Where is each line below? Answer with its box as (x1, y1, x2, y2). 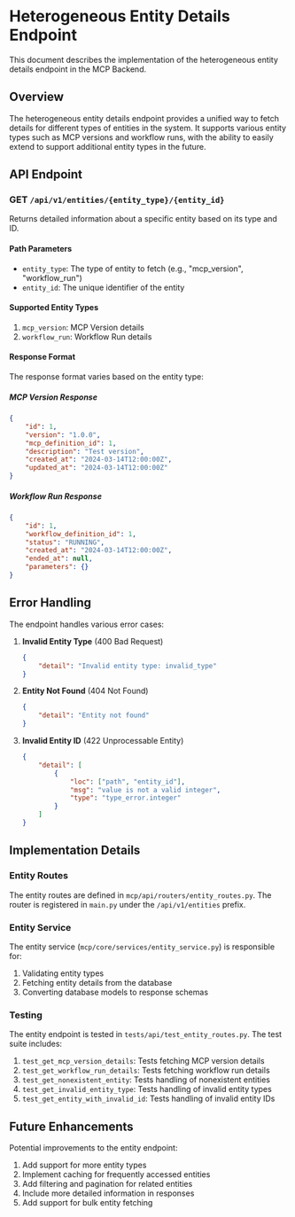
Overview (9, 90, 65, 105)
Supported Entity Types (9, 302, 99, 313)
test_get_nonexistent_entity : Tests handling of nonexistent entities (21, 1074, 270, 1085)
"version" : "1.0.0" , (25, 430, 101, 440)
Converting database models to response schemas (21, 987, 209, 997)
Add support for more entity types (21, 1159, 147, 1171)
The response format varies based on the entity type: (9, 371, 204, 382)
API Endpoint (9, 167, 82, 183)
